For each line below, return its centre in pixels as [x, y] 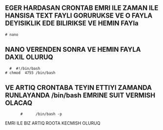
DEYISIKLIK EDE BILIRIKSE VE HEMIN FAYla [72, 23]
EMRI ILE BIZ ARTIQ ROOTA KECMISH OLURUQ [53, 123]
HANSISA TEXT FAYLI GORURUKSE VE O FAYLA [79, 16]
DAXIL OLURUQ [29, 57]
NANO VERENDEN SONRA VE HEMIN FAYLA [73, 50]
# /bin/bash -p [41, 114]
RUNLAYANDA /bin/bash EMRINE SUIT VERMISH [80, 96]
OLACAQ [19, 103]
